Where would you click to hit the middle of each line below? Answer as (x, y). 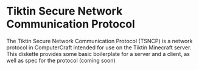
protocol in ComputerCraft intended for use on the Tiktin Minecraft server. (99, 47)
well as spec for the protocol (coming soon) (61, 60)
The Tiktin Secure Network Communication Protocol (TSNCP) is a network (100, 41)
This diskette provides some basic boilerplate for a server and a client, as (98, 54)
